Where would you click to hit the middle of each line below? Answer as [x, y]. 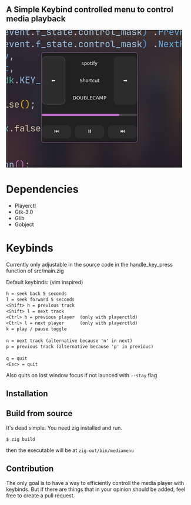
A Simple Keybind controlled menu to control [90, 10]
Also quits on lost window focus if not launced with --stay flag [82, 375]
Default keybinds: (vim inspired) [45, 282]
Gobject [24, 224]
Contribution [30, 469]
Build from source [39, 413]
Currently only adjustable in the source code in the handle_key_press [90, 264]
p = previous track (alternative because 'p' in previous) [80, 347]
